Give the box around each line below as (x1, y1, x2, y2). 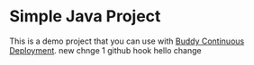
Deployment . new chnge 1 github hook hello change (9, 45, 202, 55)
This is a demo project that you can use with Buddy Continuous (9, 36, 245, 46)
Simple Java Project (9, 6, 161, 27)
